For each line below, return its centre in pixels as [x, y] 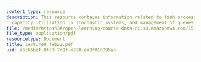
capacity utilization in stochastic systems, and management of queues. [104, 22]
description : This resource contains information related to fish [91, 17]
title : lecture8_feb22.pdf [40, 45]
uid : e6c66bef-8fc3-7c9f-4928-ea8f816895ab [61, 50]
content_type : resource [36, 12]
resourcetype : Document [36, 39]
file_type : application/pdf [41, 34]
